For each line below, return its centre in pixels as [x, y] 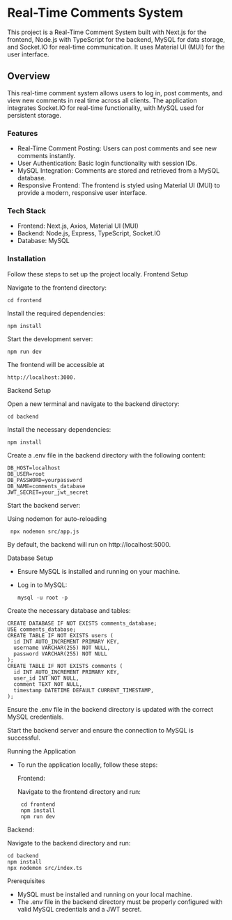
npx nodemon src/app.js [45, 531]
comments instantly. [46, 156]
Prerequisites [26, 881]
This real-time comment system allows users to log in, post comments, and [115, 93]
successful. [24, 738]
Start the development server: [50, 338]
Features [23, 133]
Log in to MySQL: [42, 585]
